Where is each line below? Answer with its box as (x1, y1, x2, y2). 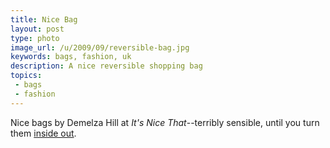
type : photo (10, 33, 60, 43)
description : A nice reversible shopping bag (10, 61, 203, 71)
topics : (10, 71, 43, 81)
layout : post (10, 24, 65, 34)
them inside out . (10, 127, 77, 139)
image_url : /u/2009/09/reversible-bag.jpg (10, 42, 190, 53)
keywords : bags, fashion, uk (10, 52, 132, 62)
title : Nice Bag (10, 14, 78, 25)
